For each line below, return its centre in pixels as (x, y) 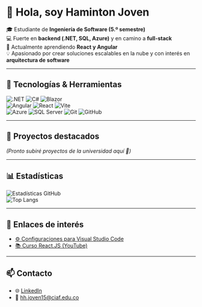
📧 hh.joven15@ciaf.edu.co (47, 297)
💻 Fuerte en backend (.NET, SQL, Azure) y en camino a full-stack (89, 38)
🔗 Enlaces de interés (45, 224)
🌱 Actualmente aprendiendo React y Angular (62, 47)
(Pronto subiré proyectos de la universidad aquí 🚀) (69, 151)
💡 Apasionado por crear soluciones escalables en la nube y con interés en (98, 53)
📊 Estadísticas (35, 176)
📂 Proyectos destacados (53, 137)
